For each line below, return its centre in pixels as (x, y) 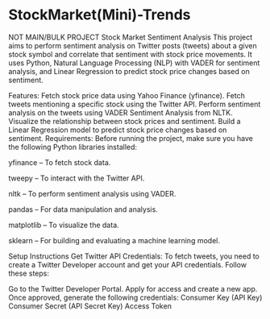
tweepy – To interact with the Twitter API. (77, 178)
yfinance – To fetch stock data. (60, 162)
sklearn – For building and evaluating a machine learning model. (114, 240)
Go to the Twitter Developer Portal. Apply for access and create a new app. (133, 288)
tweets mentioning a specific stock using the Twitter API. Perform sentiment (135, 104)
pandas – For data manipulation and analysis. (83, 209)
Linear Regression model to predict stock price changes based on (118, 130)
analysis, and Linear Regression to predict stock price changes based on (129, 71)
